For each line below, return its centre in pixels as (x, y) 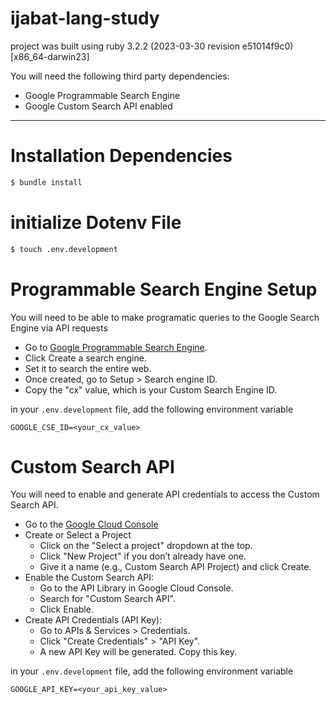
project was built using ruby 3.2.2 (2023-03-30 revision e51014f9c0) (152, 46)
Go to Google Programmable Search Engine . (116, 347)
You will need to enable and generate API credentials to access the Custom (165, 494)
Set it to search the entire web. (88, 368)
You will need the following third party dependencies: (120, 76)
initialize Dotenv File (96, 222)
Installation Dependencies (121, 156)
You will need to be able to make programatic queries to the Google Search (165, 317)
